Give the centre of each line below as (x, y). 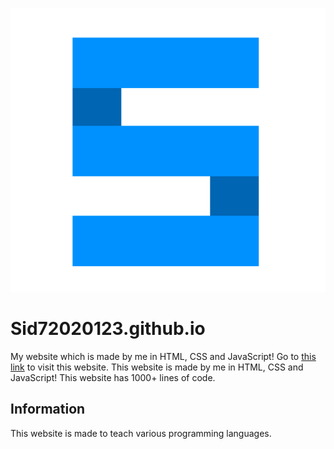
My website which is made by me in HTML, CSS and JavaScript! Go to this (163, 356)
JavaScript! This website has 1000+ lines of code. (113, 377)
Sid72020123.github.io (108, 329)
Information (48, 409)
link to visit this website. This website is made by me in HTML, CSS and (157, 367)
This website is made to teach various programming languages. (141, 433)
